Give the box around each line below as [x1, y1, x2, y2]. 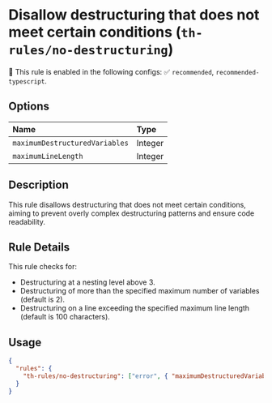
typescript [8, 77, 45, 86]
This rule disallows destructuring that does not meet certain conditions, [8, 199, 247, 209]
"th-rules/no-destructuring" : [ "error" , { [23, 371, 168, 380]
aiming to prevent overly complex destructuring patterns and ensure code [8, 208, 255, 218]
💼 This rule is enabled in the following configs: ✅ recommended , [8, 66, 215, 76]
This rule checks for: [8, 262, 77, 272]
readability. [8, 217, 46, 226]
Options [8, 100, 50, 114]
